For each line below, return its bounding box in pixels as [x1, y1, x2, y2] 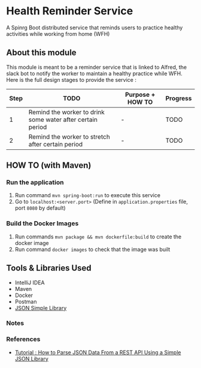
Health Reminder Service [6, 4, 133, 18]
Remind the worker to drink [28, 108, 105, 116]
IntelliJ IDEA [14, 279, 45, 286]
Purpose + [124, 90, 156, 99]
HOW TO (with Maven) [6, 160, 92, 171]
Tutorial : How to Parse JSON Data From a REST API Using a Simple [14, 348, 181, 356]
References [6, 335, 41, 344]
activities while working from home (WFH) [6, 30, 110, 37]
